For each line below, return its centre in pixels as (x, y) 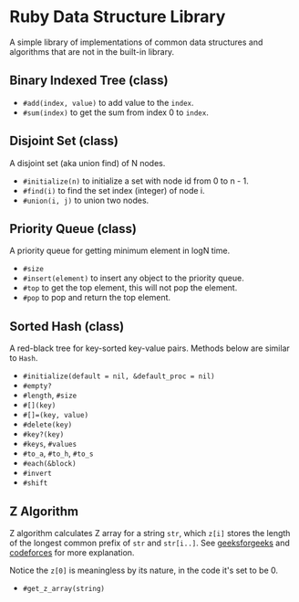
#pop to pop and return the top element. (97, 298)
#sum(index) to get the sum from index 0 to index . (116, 112)
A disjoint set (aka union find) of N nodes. (88, 163)
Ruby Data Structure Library (118, 17)
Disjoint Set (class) (64, 141)
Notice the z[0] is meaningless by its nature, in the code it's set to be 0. (144, 570)
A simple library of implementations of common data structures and (136, 42)
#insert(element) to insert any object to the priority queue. (133, 278)
